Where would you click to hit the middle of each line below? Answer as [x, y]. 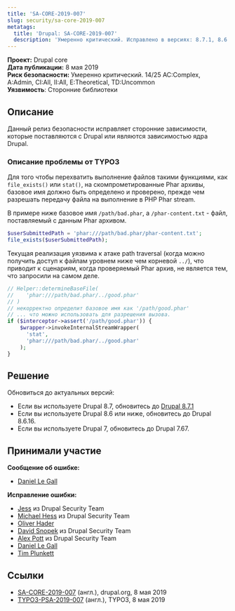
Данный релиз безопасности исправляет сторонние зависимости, [107, 129]
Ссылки [26, 576]
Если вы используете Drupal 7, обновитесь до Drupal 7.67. [103, 428]
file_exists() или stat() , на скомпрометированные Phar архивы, [106, 185]
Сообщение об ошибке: [43, 468]
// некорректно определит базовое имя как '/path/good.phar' [99, 308]
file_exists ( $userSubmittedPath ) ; [58, 240]
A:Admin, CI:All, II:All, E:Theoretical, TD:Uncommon [81, 82]
